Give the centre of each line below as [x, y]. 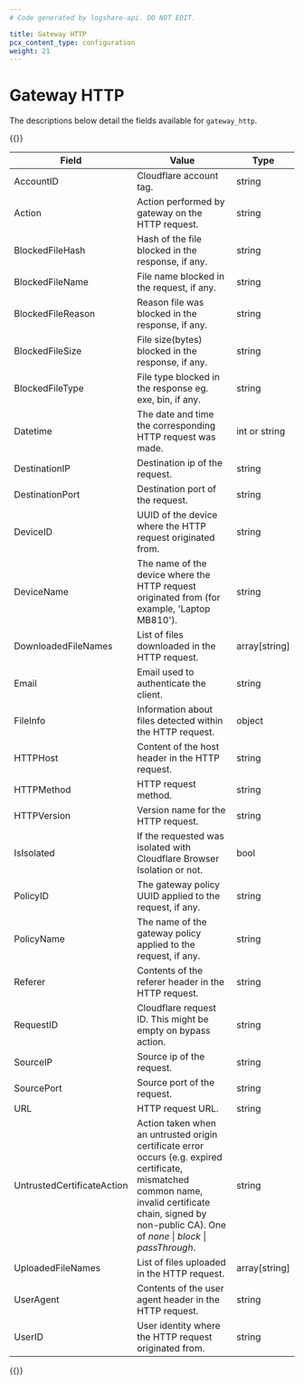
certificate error [171, 1146]
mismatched [163, 1180]
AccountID [36, 182]
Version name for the [181, 810]
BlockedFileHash [50, 251]
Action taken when [177, 1123]
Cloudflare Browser [178, 858]
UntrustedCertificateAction [71, 1186]
